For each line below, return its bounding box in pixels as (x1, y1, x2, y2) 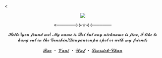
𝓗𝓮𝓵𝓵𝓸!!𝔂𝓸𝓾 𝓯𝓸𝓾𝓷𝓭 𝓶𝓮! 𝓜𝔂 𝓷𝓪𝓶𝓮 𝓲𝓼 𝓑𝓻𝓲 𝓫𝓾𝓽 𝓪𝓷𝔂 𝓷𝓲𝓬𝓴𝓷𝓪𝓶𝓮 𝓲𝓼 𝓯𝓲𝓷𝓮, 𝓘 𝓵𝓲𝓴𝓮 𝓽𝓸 (8, 31, 158, 37)
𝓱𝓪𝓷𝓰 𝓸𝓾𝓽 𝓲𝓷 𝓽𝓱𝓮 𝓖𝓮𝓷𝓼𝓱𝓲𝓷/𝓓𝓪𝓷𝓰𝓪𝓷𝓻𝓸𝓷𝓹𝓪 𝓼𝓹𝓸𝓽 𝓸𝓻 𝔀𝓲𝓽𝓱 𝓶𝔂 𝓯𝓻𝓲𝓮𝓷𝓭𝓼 (17, 37, 148, 43)
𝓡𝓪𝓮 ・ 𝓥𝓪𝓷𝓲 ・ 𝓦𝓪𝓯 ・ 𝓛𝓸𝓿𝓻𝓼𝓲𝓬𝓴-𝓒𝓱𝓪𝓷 (43, 48, 122, 53)
